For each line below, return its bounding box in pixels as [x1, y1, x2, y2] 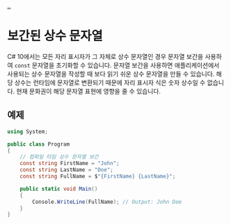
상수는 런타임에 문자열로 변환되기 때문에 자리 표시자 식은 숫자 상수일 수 [14, 78, 206, 87]
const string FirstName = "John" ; [19, 160, 120, 167]
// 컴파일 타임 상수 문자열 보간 [19, 153, 99, 161]
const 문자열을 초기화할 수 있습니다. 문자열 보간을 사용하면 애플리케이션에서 [14, 61, 220, 69]
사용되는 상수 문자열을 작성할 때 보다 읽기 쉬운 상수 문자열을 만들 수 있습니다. [7, 69, 215, 78]
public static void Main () [19, 185, 98, 192]
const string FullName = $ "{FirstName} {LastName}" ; [19, 173, 176, 180]
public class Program [7, 141, 70, 148]
